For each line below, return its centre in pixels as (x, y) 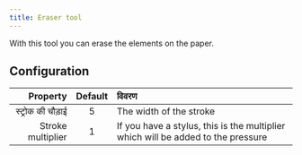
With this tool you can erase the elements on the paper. (111, 43)
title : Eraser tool (46, 17)
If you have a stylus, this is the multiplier (201, 126)
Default (92, 97)
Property (48, 97)
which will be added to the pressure (192, 137)
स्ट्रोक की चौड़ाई (41, 111)
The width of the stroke (166, 111)
